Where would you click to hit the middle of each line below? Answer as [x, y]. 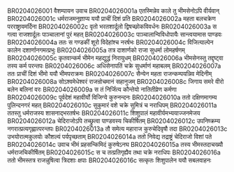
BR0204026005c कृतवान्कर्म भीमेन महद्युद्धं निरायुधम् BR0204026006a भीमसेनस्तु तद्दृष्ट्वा [115, 58]
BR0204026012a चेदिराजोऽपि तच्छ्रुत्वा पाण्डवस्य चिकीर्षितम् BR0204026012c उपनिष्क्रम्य [114, 121]
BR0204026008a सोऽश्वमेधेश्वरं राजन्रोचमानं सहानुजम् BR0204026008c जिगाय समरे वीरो [116, 81]
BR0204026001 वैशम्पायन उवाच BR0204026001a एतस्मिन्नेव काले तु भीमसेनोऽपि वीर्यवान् [114, 11]
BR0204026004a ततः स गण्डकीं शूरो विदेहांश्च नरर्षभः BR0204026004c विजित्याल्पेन [110, 42]
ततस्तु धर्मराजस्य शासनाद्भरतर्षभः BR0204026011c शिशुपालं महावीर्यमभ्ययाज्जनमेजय [104, 113]
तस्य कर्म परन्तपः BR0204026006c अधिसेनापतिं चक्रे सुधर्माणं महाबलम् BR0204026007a [114, 66]
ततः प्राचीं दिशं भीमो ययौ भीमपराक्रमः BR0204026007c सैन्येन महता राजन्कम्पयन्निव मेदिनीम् [110, 74]
